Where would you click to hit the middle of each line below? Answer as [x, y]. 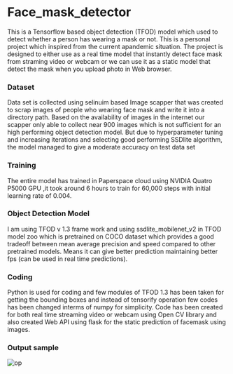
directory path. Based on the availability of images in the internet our [106, 117]
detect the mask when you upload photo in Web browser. [90, 69]
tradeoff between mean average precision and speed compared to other [112, 243]
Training [22, 166]
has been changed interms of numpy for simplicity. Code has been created [115, 307]
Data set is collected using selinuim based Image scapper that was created [115, 102]
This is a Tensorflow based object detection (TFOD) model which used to [113, 32]
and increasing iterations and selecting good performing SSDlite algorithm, [115, 140]
